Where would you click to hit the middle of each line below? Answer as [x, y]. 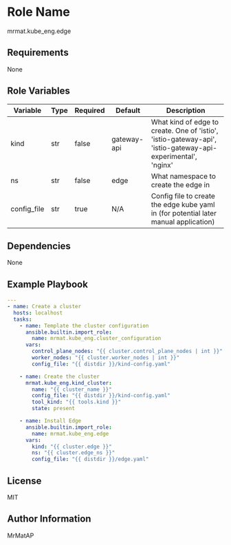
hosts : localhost [38, 313]
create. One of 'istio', [185, 130]
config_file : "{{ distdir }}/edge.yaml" [90, 459]
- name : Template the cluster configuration [84, 325]
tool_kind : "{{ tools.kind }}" [77, 402]
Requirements [38, 53]
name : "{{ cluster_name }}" [72, 389]
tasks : [23, 319]
